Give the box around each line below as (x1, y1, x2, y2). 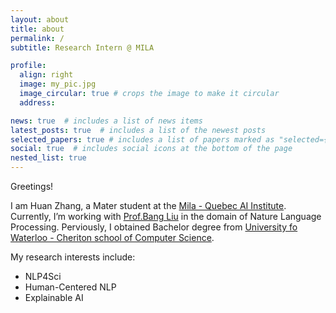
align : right (19, 70, 74, 80)
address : (19, 97, 56, 108)
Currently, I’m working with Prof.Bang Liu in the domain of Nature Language (10, 211, 322, 222)
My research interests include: (10, 251, 136, 263)
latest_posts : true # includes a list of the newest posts (10, 125, 267, 135)
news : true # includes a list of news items (10, 116, 203, 126)
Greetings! (10, 181, 54, 192)
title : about (10, 24, 65, 34)
